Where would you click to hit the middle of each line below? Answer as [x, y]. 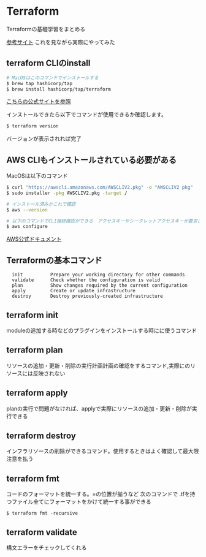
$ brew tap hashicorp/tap [39, 83]
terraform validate [42, 532]
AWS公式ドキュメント [34, 239]
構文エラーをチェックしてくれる [47, 548]
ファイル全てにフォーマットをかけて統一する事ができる [81, 502]
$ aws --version [27, 210]
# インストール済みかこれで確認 [41, 204]
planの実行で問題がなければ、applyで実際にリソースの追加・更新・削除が [99, 408]
